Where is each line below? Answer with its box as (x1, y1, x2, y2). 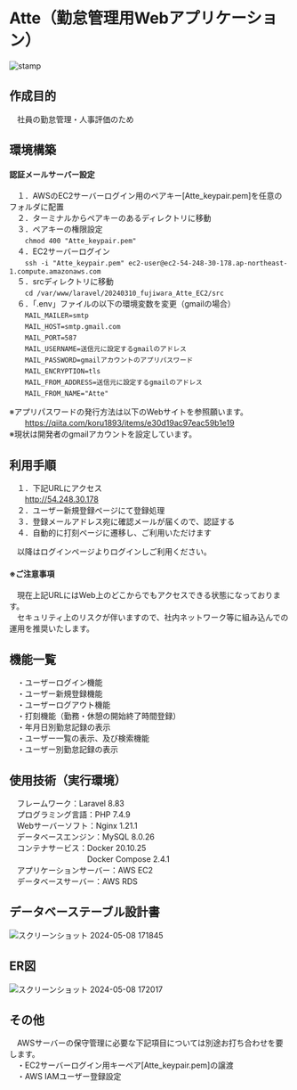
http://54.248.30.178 (25, 494, 100, 504)
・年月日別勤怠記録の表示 (16, 722, 111, 733)
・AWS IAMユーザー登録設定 (16, 1071, 122, 1082)
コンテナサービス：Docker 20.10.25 (16, 842, 147, 853)
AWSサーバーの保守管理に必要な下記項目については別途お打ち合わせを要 (16, 1037, 284, 1048)
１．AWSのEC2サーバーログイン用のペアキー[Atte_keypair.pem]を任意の (16, 191, 283, 201)
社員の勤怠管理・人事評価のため (16, 113, 134, 125)
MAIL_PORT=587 (25, 333, 77, 343)
